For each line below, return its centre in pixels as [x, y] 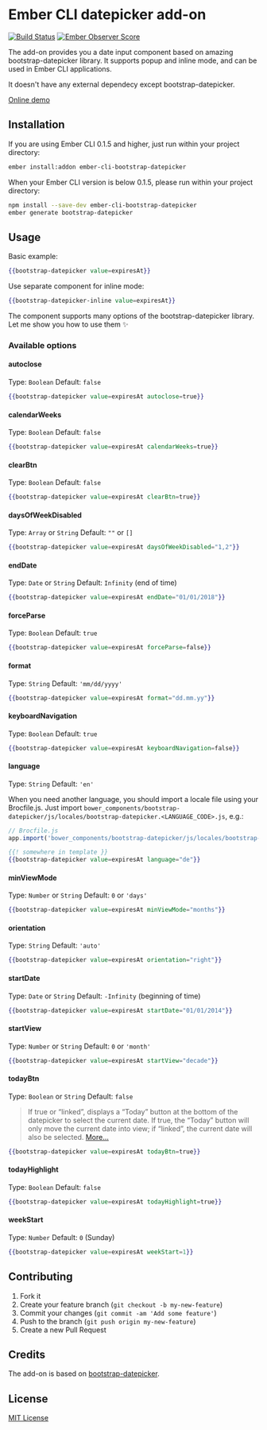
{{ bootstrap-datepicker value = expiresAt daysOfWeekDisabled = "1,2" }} [124, 547]
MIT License [29, 1418]
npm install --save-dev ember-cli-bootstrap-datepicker [103, 205]
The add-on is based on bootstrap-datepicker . [84, 1374]
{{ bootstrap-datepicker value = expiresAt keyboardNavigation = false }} [124, 748]
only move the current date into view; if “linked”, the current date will [140, 1128]
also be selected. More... [68, 1137]
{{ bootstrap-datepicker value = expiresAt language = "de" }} [104, 860]
